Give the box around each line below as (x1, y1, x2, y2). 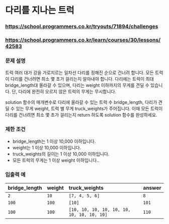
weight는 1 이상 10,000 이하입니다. (12, 144, 81, 150)
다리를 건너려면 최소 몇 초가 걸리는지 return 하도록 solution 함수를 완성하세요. (5, 112, 157, 118)
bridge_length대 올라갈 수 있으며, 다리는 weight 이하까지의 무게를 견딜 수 (5, 82, 149, 88)
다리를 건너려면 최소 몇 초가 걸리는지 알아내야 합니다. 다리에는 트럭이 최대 (10, 76, 154, 82)
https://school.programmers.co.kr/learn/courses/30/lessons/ (5, 36, 161, 43)
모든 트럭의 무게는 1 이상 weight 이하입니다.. (12, 157, 100, 163)
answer (143, 184, 161, 191)
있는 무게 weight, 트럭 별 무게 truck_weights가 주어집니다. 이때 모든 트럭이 (16, 105, 163, 111)
